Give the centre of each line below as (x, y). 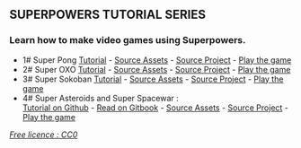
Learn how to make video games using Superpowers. (128, 40)
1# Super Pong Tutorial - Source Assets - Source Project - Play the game (157, 60)
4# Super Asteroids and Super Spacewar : (101, 98)
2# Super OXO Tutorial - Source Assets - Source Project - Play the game (156, 69)
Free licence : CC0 (44, 135)
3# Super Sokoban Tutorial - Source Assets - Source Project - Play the (153, 79)
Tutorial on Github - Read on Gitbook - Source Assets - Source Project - (155, 108)
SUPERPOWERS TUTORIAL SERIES (108, 15)
